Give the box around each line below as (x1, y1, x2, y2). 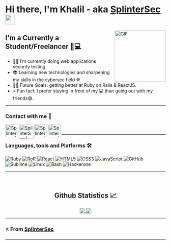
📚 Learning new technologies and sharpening (12, 69, 110, 75)
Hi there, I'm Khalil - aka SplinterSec (5, 4, 161, 15)
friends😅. (12, 95, 34, 101)
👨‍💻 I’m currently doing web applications (12, 58, 97, 64)
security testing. (12, 64, 47, 69)
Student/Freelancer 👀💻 (5, 42, 81, 51)
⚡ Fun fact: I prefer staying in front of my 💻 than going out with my (12, 88, 153, 94)
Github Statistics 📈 (54, 191, 117, 200)
